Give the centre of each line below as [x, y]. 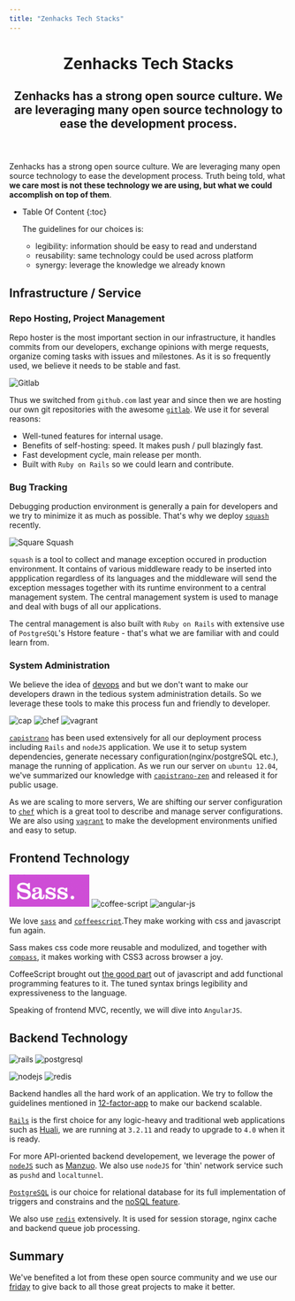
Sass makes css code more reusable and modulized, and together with [138, 948]
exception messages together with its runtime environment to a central [138, 588]
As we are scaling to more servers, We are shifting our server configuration [146, 802]
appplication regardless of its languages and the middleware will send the [143, 578]
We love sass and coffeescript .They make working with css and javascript [145, 921]
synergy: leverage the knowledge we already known [130, 265]
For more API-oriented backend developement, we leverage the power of [142, 1157]
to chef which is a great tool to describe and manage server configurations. [146, 811]
